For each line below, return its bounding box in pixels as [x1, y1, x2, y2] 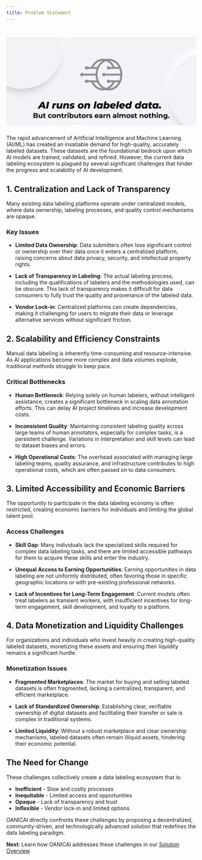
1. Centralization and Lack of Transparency [6, 184, 171, 194]
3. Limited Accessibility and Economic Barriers [6, 483, 186, 494]
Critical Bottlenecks [6, 378, 66, 386]
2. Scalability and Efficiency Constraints [6, 334, 160, 344]
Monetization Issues [6, 664, 68, 673]
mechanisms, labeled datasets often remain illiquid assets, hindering [14, 733, 185, 741]
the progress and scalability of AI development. [6, 167, 124, 174]
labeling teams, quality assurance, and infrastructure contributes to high [14, 459, 195, 467]
